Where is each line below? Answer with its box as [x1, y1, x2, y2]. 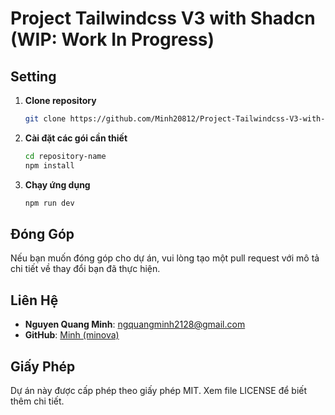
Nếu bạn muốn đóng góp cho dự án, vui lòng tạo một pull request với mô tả [10, 252, 320, 264]
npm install [24, 160, 75, 171]
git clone [24, 114, 67, 124]
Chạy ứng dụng [24, 178, 91, 191]
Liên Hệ [10, 292, 59, 309]
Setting [10, 68, 57, 85]
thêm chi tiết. [10, 395, 65, 407]
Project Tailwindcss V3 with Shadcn [10, 7, 316, 30]
